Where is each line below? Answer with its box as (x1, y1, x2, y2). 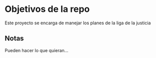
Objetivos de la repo (5, 3, 90, 15)
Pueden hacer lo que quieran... (5, 47, 69, 53)
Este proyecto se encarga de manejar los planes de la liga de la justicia (5, 20, 151, 26)
